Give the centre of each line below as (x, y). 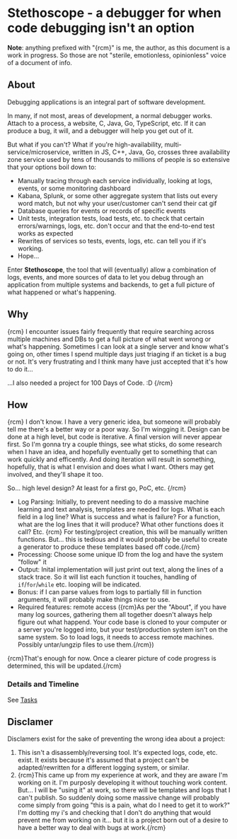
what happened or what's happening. (62, 292)
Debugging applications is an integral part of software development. (107, 102)
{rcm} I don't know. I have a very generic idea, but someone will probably (114, 422)
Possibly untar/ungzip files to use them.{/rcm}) (86, 644)
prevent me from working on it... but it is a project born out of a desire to (123, 820)
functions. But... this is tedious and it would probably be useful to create (122, 540)
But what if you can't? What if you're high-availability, (85, 144)
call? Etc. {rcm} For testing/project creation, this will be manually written (122, 532)
